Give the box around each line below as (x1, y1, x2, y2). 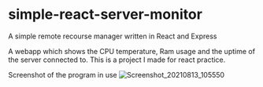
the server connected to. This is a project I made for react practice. (8, 55, 226, 64)
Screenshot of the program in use (8, 70, 118, 79)
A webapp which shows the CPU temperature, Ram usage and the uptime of (8, 46, 256, 56)
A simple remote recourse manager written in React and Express (8, 31, 217, 41)
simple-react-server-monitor (8, 5, 203, 24)
